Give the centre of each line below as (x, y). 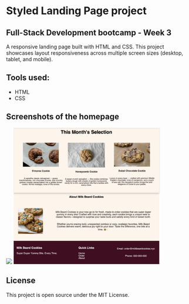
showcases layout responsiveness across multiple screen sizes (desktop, (95, 53)
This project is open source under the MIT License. (68, 295)
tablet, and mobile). (29, 59)
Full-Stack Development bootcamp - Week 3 (89, 33)
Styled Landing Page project (76, 11)
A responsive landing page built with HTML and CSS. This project (85, 47)
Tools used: (28, 78)
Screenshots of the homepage (63, 117)
